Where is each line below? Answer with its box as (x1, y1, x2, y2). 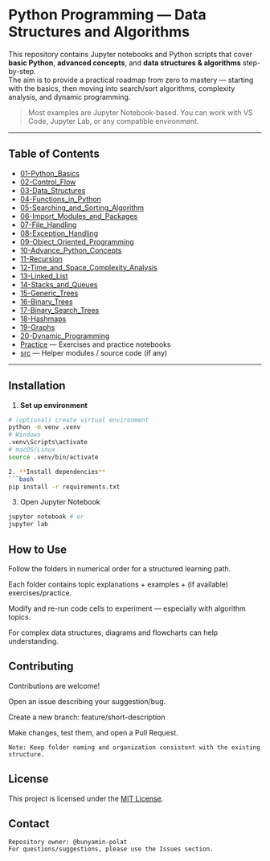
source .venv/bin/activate (8, 453, 99, 461)
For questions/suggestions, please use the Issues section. (8, 845, 215, 854)
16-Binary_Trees (19, 296, 74, 307)
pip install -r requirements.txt (8, 483, 121, 491)
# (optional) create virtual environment (8, 416, 149, 424)
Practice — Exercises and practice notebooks (19, 340, 171, 349)
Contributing (8, 660, 74, 674)
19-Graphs (19, 322, 55, 332)
